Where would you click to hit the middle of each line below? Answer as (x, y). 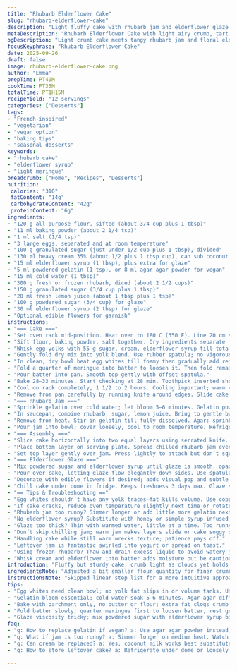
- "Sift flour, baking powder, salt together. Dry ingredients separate (116, 342)
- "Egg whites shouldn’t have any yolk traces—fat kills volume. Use (112, 499)
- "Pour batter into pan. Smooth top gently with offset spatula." (109, 375)
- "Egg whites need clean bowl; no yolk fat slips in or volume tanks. (115, 591)
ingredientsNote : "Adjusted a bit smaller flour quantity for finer (110, 572)
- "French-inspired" (38, 119)
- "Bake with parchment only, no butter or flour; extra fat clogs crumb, (120, 604)
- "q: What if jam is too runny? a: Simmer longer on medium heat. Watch (118, 637)
